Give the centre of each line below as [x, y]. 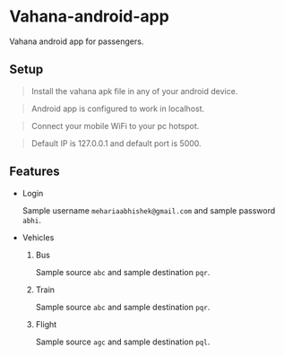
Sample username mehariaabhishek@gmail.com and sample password [149, 210]
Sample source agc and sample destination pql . [123, 342]
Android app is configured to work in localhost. [118, 109]
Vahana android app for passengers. [77, 41]
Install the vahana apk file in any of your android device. [134, 91]
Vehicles [38, 237]
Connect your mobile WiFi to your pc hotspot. [115, 126]
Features [34, 172]
